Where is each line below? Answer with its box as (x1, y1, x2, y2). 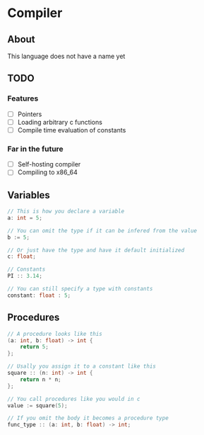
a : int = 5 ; (7, 214, 42, 221)
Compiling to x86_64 (17, 168, 78, 176)
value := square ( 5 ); (7, 402, 68, 409)
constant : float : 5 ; (7, 292, 71, 299)
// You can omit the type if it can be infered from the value (7, 227, 198, 235)
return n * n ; (20, 375, 61, 383)
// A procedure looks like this (7, 330, 102, 337)
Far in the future (7, 144, 64, 154)
